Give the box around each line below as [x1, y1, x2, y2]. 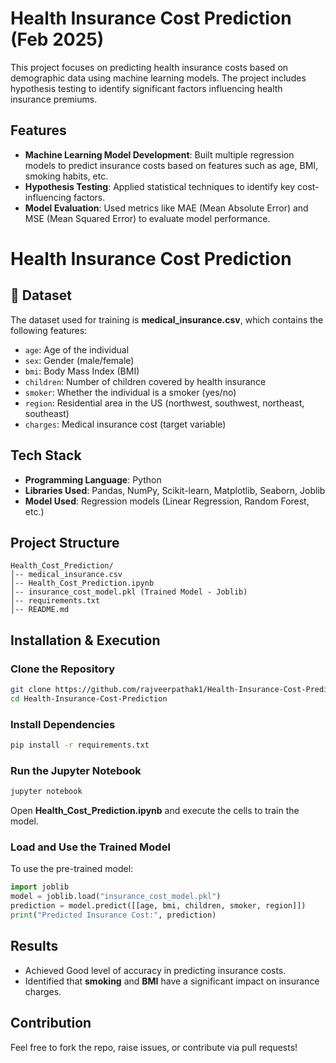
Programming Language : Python [24, 473, 162, 486]
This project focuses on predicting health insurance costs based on [10, 61, 289, 73]
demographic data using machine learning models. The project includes [10, 72, 307, 84]
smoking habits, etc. [24, 170, 109, 182]
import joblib [10, 882, 70, 892]
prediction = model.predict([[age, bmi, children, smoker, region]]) [10, 901, 307, 911]
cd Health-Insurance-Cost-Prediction [10, 693, 168, 704]
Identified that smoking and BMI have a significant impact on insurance [24, 975, 320, 987]
